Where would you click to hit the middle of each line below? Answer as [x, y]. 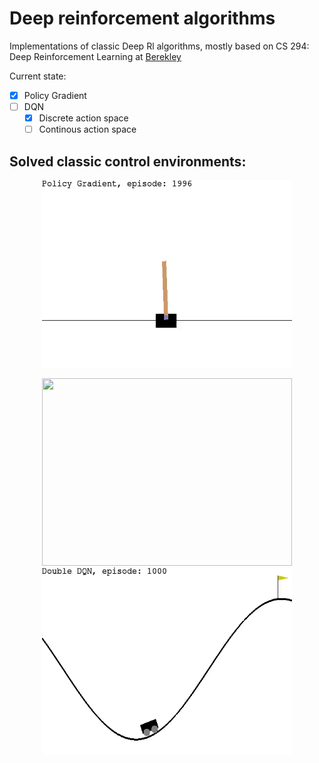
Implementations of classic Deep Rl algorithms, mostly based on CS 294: [159, 46]
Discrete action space [83, 118]
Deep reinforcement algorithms [142, 18]
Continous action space [87, 129]
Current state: [38, 76]
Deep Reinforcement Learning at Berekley [95, 56]
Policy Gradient [55, 95]
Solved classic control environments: [128, 161]
